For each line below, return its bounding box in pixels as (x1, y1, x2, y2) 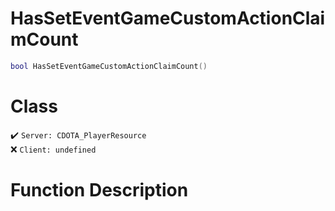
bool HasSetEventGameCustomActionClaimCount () (10, 61, 208, 71)
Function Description (10, 178, 189, 201)
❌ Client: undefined (10, 143, 97, 155)
